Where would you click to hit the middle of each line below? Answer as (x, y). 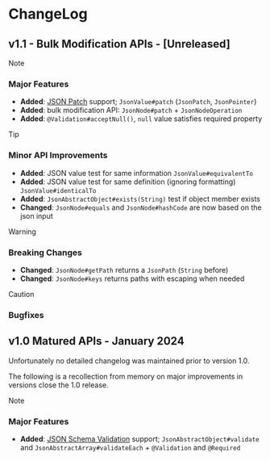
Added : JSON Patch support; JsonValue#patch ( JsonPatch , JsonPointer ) (138, 102)
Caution (21, 294)
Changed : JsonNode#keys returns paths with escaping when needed (132, 278)
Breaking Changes (46, 253)
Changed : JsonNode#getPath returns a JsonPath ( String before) (124, 270)
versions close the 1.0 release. (58, 385)
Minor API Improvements (58, 156)
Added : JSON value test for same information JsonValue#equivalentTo (137, 173)
